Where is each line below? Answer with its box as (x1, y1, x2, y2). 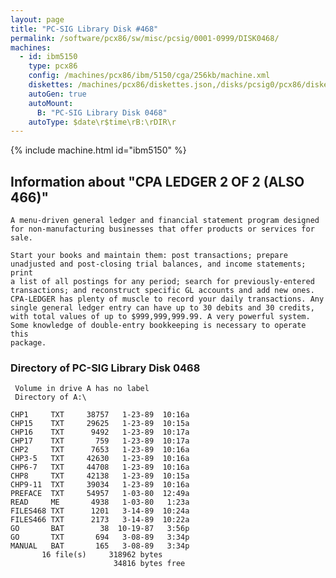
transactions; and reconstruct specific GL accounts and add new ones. (10, 286, 315, 296)
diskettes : (28, 80, 74, 90)
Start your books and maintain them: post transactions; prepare (10, 251, 288, 261)
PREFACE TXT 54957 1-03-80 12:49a (10, 489, 190, 499)
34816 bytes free (113, 559, 186, 569)
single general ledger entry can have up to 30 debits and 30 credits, (10, 303, 315, 313)
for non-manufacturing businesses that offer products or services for (10, 224, 315, 235)
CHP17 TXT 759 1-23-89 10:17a (10, 436, 190, 446)
